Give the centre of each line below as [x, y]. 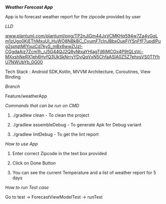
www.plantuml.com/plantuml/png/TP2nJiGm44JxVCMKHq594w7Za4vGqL [82, 36]
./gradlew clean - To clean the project [51, 115]
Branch [13, 86]
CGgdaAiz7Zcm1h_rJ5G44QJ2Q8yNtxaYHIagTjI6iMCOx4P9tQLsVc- [74, 52]
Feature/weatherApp [26, 96]
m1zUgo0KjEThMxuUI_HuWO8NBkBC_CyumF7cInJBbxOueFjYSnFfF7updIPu [83, 41]
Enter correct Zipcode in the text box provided [59, 153]
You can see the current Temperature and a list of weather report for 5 [84, 173]
